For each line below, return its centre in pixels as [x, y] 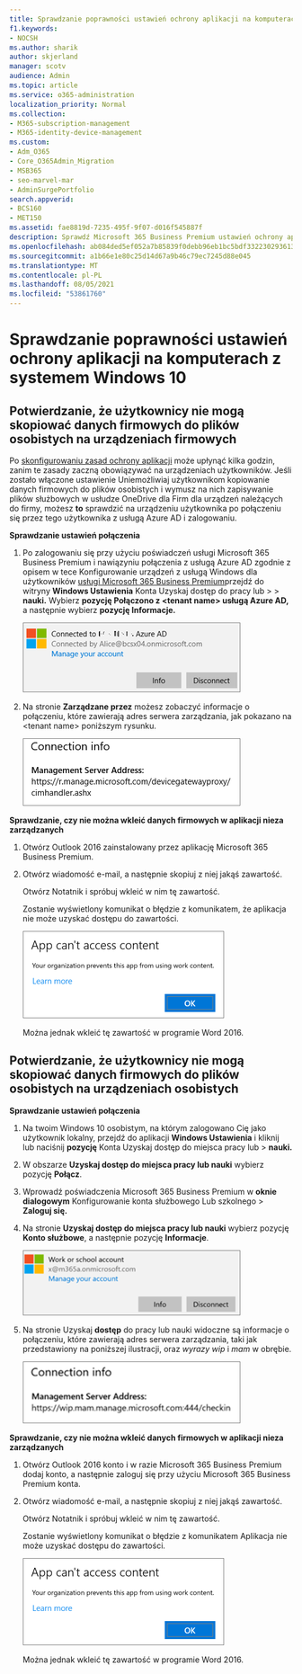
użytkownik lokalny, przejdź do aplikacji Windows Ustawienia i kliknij [151, 1137]
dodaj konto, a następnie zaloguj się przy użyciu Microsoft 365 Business [156, 1474]
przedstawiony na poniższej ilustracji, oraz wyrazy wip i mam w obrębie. [157, 1349]
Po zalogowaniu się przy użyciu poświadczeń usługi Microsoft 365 [146, 552]
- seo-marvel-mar [42, 180]
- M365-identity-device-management [76, 133]
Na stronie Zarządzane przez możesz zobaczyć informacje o [136, 707]
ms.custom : [30, 142]
